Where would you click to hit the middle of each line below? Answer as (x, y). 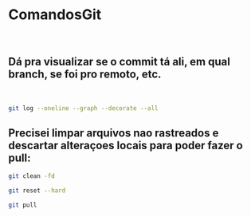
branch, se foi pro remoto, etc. (85, 75)
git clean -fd (32, 176)
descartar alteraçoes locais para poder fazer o (125, 146)
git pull (23, 205)
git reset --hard (37, 191)
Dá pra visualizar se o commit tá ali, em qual (120, 62)
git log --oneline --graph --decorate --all (83, 108)
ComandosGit (55, 15)
